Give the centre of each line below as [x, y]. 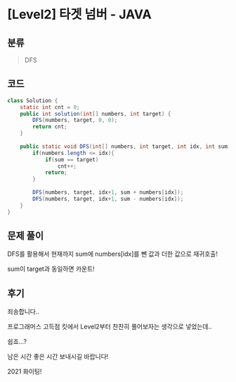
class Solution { [33, 100]
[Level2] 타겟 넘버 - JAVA [80, 14]
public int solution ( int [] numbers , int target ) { [96, 113]
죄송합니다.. [24, 312]
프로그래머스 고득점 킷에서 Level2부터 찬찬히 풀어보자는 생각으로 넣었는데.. [110, 327]
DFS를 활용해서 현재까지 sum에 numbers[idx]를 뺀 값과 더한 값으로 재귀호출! [113, 254]
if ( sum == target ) [72, 159]
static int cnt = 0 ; [50, 107]
